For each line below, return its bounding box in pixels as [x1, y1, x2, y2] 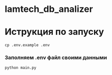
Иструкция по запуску [5, 26, 104, 38]
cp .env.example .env [5, 43, 50, 48]
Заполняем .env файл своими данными [5, 54, 107, 61]
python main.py [5, 66, 37, 71]
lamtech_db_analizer [5, 3, 93, 15]
